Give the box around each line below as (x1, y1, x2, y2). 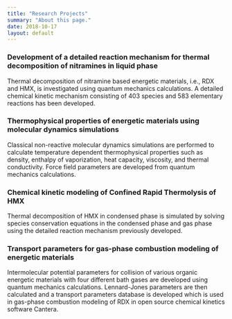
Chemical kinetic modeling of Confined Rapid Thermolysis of (7, 187, 217, 197)
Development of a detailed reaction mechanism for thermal (7, 53, 210, 62)
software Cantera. (7, 305, 59, 313)
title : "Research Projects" (7, 10, 89, 17)
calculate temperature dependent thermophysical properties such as (7, 148, 204, 156)
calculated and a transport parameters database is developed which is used (7, 291, 224, 299)
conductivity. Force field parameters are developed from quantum (7, 162, 195, 171)
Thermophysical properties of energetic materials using (7, 116, 199, 126)
